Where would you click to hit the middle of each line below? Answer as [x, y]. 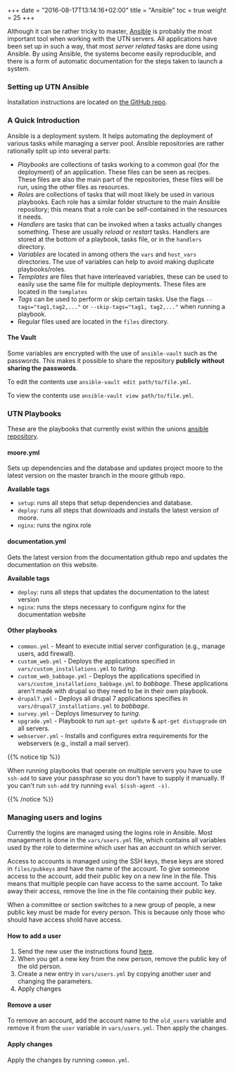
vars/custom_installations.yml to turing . [77, 668]
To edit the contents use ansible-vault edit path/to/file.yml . [99, 381]
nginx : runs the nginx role [54, 525]
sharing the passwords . [43, 368]
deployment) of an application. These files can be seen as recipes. [114, 172]
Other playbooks [32, 630]
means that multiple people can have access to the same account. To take [115, 883]
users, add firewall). [46, 653]
